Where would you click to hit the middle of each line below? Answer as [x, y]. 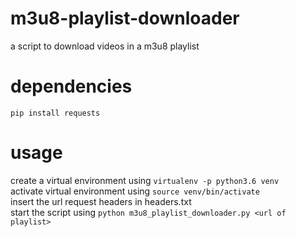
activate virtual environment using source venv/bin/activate [135, 191]
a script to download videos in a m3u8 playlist [105, 46]
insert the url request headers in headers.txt [101, 201]
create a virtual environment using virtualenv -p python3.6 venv [145, 180]
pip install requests [55, 113]
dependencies [71, 86]
